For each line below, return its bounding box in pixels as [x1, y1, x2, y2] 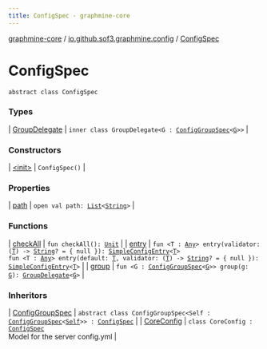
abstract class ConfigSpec [8, 88, 98, 96]
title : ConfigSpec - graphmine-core [8, 11, 130, 20]
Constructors [8, 145, 62, 156]
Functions [8, 220, 48, 232]
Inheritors [8, 289, 48, 300]
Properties [8, 183, 50, 194]
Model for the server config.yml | [8, 332, 118, 342]
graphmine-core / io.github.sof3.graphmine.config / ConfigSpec [8, 34, 220, 43]
